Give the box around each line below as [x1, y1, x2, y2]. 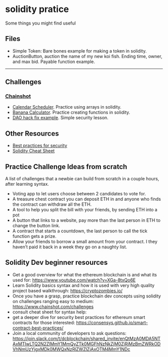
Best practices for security [12, 143, 67, 149]
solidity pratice [5, 4, 69, 15]
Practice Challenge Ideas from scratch [5, 162, 127, 171]
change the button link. [12, 223, 60, 229]
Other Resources [5, 129, 59, 138]
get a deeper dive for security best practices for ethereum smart [12, 314, 145, 320]
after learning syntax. [5, 181, 49, 187]
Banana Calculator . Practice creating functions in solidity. [12, 109, 130, 116]
